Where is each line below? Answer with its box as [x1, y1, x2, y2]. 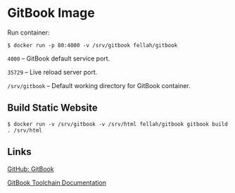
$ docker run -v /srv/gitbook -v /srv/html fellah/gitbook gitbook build [7, 120, 229, 127]
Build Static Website [7, 102, 98, 114]
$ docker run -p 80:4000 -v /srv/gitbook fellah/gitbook [7, 42, 178, 49]
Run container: [7, 28, 50, 37]
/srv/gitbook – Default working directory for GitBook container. [7, 81, 191, 89]
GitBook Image [7, 5, 95, 21]
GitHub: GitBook [7, 164, 54, 173]
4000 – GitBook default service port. [7, 54, 110, 63]
